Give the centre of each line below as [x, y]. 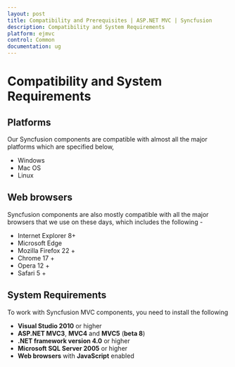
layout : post [26, 14]
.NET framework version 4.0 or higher [74, 341]
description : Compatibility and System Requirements [86, 27]
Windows [31, 160]
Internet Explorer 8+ [46, 235]
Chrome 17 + [36, 258]
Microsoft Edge [40, 243]
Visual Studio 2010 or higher [59, 325]
